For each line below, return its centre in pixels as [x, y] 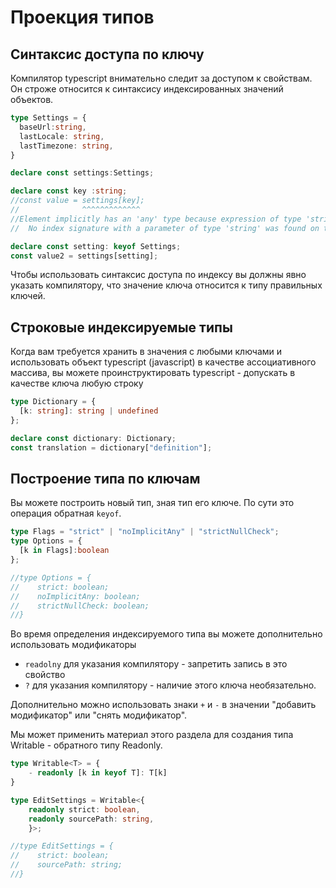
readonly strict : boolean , [84, 809]
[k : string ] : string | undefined [89, 411]
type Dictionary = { [53, 402]
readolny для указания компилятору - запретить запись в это [156, 664]
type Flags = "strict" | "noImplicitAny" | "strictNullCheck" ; [145, 532]
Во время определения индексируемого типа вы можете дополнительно [166, 634]
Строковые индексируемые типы [121, 327]
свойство [45, 675]
